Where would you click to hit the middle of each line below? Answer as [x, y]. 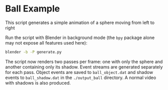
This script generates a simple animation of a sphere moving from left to [80, 22]
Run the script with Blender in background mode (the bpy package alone [80, 37]
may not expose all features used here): [46, 42]
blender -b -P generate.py [33, 52]
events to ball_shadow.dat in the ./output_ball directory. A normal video [81, 77]
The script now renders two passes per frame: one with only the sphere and [84, 61]
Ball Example [33, 9]
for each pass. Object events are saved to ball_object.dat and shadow [79, 72]
